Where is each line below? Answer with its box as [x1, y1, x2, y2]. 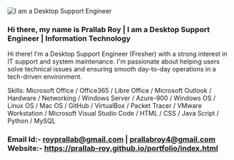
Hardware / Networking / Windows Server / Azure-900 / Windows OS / [7, 94, 216, 103]
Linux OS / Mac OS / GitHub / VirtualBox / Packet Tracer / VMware [7, 101, 202, 110]
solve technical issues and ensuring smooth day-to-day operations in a [7, 65, 216, 74]
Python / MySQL [7, 116, 56, 125]
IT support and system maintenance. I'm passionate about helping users [7, 57, 220, 66]
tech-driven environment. [7, 72, 83, 81]
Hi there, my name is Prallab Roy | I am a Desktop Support [7, 24, 210, 34]
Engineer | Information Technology [7, 33, 131, 43]
